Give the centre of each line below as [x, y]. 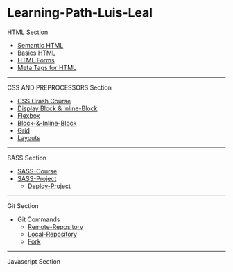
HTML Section [28, 32]
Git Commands [38, 219]
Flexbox [28, 115]
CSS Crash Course [44, 101]
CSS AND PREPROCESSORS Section [60, 87]
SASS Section [27, 158]
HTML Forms [36, 60]
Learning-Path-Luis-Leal [80, 13]
